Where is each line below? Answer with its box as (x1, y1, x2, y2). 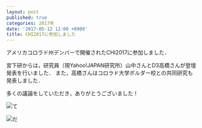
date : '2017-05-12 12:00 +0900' (6, 25, 88, 32)
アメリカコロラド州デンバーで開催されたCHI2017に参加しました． (6, 49, 170, 56)
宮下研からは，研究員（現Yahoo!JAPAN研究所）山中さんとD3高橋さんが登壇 (6, 62, 197, 69)
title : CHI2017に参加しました (6, 32, 76, 38)
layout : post (6, 8, 39, 15)
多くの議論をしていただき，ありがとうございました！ (6, 90, 139, 97)
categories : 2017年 (6, 20, 54, 26)
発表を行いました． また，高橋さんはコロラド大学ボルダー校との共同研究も (6, 69, 194, 76)
